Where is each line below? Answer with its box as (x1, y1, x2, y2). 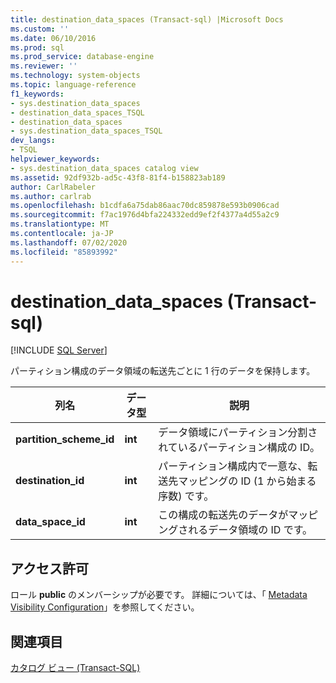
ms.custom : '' (10, 24, 70, 34)
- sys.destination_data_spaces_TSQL (10, 126, 163, 136)
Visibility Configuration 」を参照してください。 (10, 601, 200, 613)
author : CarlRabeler (10, 182, 97, 192)
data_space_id (15, 515, 86, 529)
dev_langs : (10, 136, 56, 146)
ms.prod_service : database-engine (10, 52, 155, 62)
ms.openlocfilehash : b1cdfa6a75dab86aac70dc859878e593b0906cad (10, 201, 280, 211)
